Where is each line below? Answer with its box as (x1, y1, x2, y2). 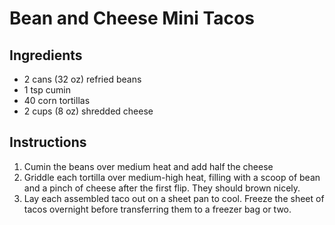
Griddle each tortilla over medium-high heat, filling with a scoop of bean (23, 171, 321, 183)
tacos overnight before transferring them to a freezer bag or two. (23, 203, 292, 215)
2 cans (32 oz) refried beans (23, 73, 142, 85)
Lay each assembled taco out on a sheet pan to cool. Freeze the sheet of (23, 192, 325, 204)
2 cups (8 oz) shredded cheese (23, 105, 154, 117)
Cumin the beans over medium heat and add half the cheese (23, 160, 274, 172)
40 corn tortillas (23, 95, 91, 106)
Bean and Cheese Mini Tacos (9, 7, 255, 30)
